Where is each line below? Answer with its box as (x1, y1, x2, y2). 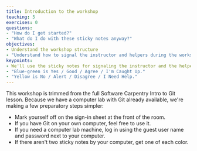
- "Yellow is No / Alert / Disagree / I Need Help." (6, 74, 138, 80)
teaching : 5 (6, 14, 35, 20)
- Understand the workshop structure (6, 47, 98, 53)
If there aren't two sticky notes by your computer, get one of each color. (14, 139, 189, 146)
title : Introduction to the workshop (6, 8, 98, 15)
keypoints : (6, 57, 33, 63)
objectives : (6, 42, 35, 47)
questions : (6, 25, 33, 31)
